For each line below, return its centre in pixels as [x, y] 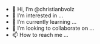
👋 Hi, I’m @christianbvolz [43, 9]
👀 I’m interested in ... [38, 15]
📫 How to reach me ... [40, 35]
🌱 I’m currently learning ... [44, 22]
